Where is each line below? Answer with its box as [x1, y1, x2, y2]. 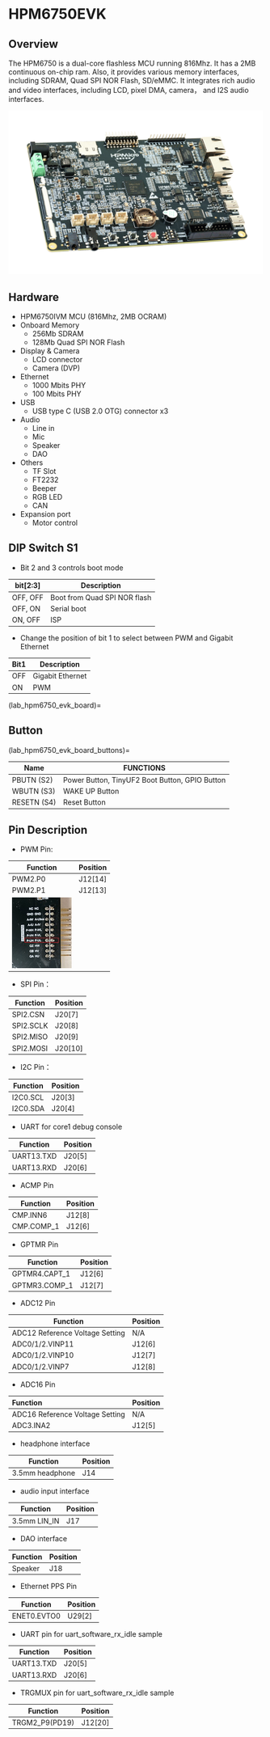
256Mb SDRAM [32, 328, 84, 338]
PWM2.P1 [11, 885, 46, 895]
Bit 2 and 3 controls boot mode [19, 563, 124, 573]
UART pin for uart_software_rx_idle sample [19, 1629, 163, 1638]
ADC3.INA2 [11, 1421, 51, 1431]
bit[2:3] [15, 581, 41, 590]
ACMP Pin [19, 1181, 54, 1190]
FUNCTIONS [123, 763, 166, 773]
